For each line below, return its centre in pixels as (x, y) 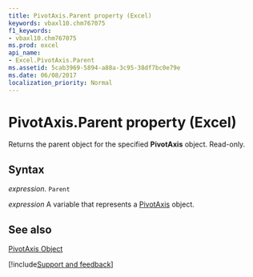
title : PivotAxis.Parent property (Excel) (80, 16)
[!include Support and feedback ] (61, 264)
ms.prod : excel (34, 46)
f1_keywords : (30, 30)
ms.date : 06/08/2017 (43, 75)
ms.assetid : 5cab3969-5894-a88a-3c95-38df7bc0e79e (94, 68)
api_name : (25, 53)
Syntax (26, 169)
